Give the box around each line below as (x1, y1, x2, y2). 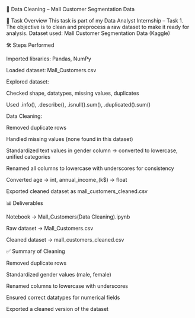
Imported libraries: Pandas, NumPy (6, 55, 92, 62)
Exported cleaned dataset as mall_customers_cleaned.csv (6, 188, 148, 195)
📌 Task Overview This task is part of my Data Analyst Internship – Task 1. (6, 17, 184, 24)
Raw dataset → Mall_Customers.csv (6, 225, 94, 232)
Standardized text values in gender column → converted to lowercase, (6, 147, 178, 154)
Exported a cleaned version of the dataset (6, 306, 108, 312)
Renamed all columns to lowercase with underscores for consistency (6, 165, 174, 172)
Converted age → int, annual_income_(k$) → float (6, 176, 127, 183)
